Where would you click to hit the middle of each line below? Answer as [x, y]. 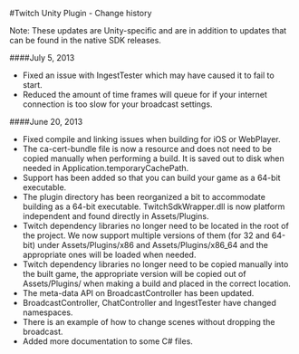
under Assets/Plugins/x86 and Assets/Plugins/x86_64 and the [153, 245]
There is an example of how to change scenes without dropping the [149, 322]
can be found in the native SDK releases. [85, 40]
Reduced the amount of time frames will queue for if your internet [145, 95]
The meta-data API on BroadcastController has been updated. [138, 293]
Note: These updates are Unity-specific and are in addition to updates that [148, 30]
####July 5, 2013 [42, 57]
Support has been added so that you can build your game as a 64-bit [151, 177]
